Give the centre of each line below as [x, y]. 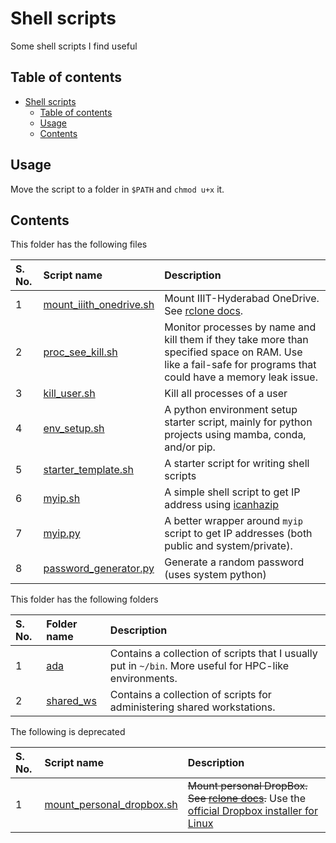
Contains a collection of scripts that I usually [213, 654]
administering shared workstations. [192, 707]
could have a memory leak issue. [241, 377]
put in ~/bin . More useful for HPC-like [199, 666]
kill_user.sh [69, 394]
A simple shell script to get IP [232, 492]
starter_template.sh [88, 470]
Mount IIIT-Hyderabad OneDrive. [242, 299]
